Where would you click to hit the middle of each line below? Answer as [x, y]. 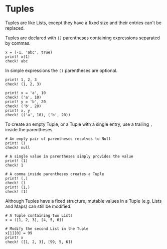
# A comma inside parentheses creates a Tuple [55, 174]
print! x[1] [18, 57]
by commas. [18, 43]
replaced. [15, 28]
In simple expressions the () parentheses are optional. [61, 70]
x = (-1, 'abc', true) [29, 52]
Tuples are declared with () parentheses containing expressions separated [83, 38]
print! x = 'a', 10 [26, 93]
